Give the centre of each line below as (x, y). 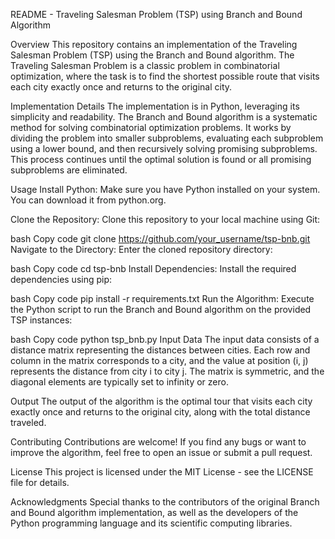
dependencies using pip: (61, 279)
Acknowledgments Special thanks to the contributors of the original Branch (165, 502)
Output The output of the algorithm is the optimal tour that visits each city (161, 401)
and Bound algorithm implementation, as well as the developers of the (154, 512)
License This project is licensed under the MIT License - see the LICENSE (162, 472)
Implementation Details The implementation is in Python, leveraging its (155, 106)
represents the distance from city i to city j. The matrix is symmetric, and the (167, 371)
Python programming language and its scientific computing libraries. (151, 523)
